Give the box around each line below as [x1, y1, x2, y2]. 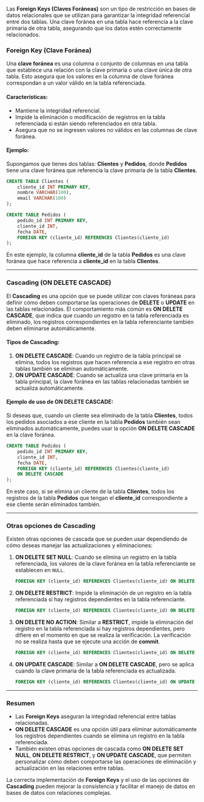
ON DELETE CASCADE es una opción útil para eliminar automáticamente [15, 726, 197, 733]
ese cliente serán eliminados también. [6, 501, 101, 508]
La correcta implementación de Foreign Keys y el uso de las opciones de [6, 776, 189, 784]
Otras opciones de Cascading [6, 522, 96, 530]
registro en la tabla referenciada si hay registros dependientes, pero [15, 625, 185, 632]
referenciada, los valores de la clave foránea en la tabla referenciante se [15, 560, 196, 567]
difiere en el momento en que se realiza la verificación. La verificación [15, 632, 191, 639]
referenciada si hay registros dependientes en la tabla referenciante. [15, 596, 186, 603]
